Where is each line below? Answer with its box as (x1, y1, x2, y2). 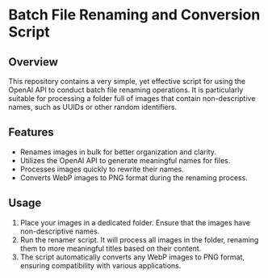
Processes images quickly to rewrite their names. (19, 164, 184, 174)
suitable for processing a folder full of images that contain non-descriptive (8, 94, 256, 103)
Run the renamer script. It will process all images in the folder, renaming (19, 234, 259, 244)
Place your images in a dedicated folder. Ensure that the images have (19, 217, 250, 227)
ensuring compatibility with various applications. (19, 260, 182, 270)
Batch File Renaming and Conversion (8, 6, 261, 24)
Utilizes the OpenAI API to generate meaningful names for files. (19, 155, 231, 165)
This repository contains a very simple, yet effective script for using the (8, 77, 246, 86)
